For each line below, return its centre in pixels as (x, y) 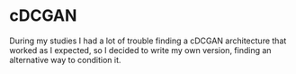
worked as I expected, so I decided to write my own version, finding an (140, 50)
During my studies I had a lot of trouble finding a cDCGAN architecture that (148, 41)
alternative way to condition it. (65, 60)
